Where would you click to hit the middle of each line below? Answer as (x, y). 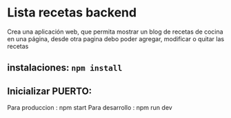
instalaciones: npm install (65, 68)
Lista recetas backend (72, 13)
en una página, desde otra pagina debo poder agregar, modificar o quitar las (116, 38)
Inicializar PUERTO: (50, 91)
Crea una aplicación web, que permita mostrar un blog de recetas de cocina (115, 32)
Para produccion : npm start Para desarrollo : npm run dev (90, 108)
